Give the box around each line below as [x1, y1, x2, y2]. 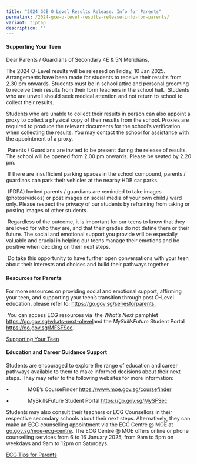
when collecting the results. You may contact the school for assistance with [6, 129, 189, 136]
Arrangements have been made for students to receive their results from [6, 74, 182, 81]
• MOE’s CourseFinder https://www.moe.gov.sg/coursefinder [6, 386, 172, 393]
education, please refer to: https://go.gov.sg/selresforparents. [6, 300, 156, 307]
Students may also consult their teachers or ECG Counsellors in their [6, 408, 172, 415]
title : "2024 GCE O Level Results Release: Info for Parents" [6, 8, 162, 15]
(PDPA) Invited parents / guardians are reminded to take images [7, 188, 162, 195]
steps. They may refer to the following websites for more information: [6, 374, 174, 381]
